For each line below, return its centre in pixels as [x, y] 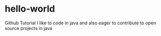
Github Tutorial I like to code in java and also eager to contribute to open [81, 23]
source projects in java [29, 28]
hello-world [30, 9]
